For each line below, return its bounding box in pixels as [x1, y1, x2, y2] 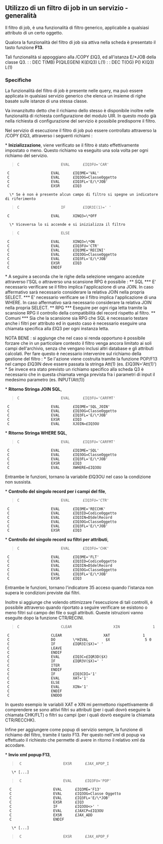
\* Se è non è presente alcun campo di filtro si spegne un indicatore [9, 192, 159, 197]
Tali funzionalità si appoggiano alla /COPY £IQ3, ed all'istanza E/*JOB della [5, 54, 156, 60]
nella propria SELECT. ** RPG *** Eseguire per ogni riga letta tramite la [5, 305, 147, 311]
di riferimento [5, 196, 36, 201]
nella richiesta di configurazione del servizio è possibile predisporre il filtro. [5, 118, 156, 124]
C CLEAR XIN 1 [17, 625, 155, 629]
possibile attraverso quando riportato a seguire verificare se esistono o [5, 604, 148, 610]
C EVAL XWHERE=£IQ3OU [7, 465, 102, 470]
